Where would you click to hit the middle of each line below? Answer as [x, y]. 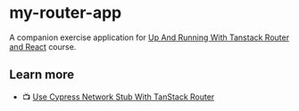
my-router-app [66, 13]
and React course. [43, 46]
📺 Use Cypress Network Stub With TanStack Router [118, 97]
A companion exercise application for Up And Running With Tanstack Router [149, 37]
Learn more [42, 75]
